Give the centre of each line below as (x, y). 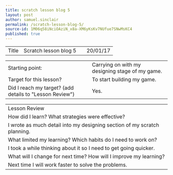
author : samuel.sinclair (32, 20)
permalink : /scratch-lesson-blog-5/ (45, 24)
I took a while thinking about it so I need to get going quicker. (82, 148)
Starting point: (25, 68)
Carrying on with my (116, 65)
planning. (19, 131)
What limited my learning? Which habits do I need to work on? (83, 140)
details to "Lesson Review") (41, 94)
